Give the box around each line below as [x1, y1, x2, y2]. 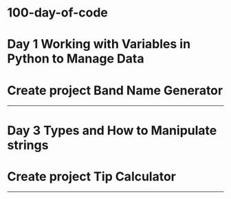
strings [7, 137, 49, 153]
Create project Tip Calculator [7, 169, 177, 184]
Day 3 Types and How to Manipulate [7, 123, 217, 138]
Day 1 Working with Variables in [7, 36, 191, 52]
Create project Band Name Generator [7, 83, 223, 98]
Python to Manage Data [7, 51, 144, 67]
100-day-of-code [7, 5, 109, 21]
